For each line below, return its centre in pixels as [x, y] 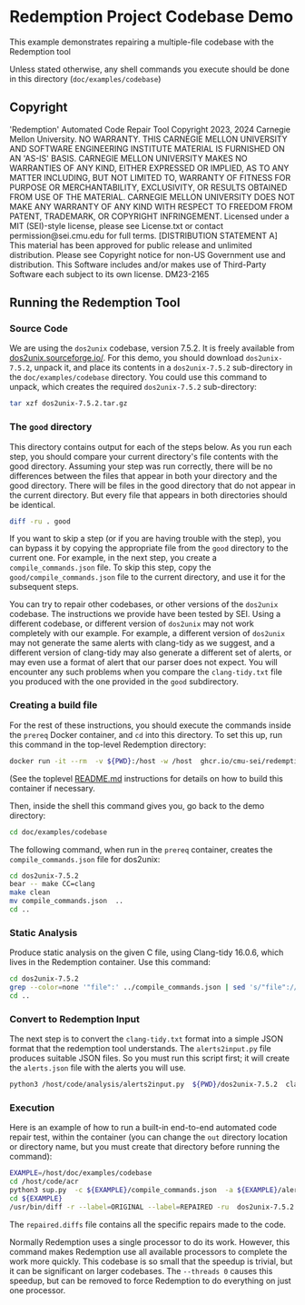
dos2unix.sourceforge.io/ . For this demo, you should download [127, 358]
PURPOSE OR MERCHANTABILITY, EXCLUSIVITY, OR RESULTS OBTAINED [148, 187]
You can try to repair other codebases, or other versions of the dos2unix [144, 604]
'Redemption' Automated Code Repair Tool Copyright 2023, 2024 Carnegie [150, 129]
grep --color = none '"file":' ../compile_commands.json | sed [128, 988]
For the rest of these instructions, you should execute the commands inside [151, 725]
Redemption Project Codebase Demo [152, 17]
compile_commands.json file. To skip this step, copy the [110, 568]
